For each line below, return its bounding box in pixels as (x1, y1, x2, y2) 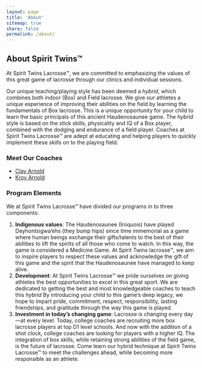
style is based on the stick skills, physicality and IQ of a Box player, (6, 119, 172, 126)
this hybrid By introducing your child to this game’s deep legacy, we (14, 291, 183, 298)
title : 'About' (6, 14, 45, 20)
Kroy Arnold (14, 174, 45, 181)
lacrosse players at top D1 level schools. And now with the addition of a (14, 323, 192, 330)
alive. (14, 266, 29, 273)
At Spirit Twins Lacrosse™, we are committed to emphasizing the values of (6, 69, 191, 76)
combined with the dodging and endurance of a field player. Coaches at (6, 126, 185, 133)
